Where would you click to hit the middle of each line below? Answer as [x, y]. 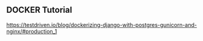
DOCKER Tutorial [39, 10]
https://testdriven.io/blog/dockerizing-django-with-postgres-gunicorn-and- [102, 24]
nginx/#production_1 [32, 31]
